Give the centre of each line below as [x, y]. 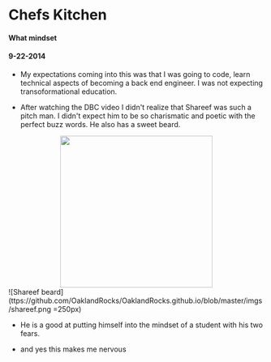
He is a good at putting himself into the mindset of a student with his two [142, 325]
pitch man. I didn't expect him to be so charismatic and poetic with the [138, 116]
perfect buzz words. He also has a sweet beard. [100, 124]
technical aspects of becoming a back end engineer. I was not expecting [142, 83]
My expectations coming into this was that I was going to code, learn [135, 74]
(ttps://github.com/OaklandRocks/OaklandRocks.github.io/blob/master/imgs [135, 300]
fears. [30, 333]
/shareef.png [30, 309]
